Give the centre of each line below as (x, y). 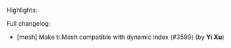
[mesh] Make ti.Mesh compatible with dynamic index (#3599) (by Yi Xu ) (120, 37)
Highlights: (22, 10)
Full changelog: (29, 23)
